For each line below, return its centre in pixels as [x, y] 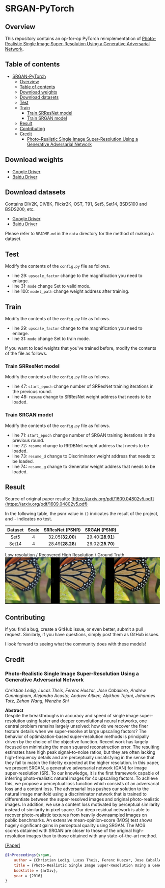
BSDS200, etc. [20, 209]
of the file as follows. [26, 353]
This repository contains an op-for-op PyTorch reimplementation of [73, 38]
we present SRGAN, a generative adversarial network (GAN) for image [76, 768]
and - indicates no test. [29, 519]
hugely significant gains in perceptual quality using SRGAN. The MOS [75, 826]
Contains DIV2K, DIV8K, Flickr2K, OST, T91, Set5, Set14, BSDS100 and [76, 204]
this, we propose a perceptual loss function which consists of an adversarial [82, 784]
